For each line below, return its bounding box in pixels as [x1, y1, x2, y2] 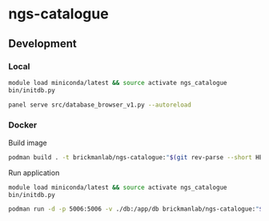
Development [8, 37, 78, 50]
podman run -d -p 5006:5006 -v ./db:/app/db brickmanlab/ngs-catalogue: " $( [8, 205, 267, 213]
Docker [8, 119, 38, 131]
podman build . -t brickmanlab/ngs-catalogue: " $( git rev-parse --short [8, 153, 252, 161]
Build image [8, 138, 47, 147]
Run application [8, 167, 60, 177]
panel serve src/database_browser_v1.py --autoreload [8, 101, 192, 109]
